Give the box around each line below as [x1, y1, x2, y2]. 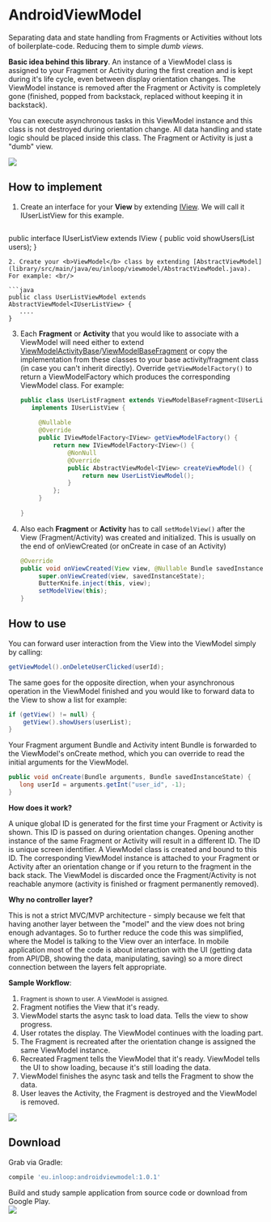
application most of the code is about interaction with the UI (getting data [8, 944, 252, 954]
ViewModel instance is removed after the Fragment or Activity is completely [8, 83, 261, 93]
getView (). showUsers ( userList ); [23, 718, 132, 726]
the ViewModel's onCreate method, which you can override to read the [8, 749, 245, 759]
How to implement [8, 180, 103, 194]
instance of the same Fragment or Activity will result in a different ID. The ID [8, 836, 260, 846]
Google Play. [8, 1196, 51, 1206]
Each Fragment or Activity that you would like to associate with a [19, 329, 239, 338]
